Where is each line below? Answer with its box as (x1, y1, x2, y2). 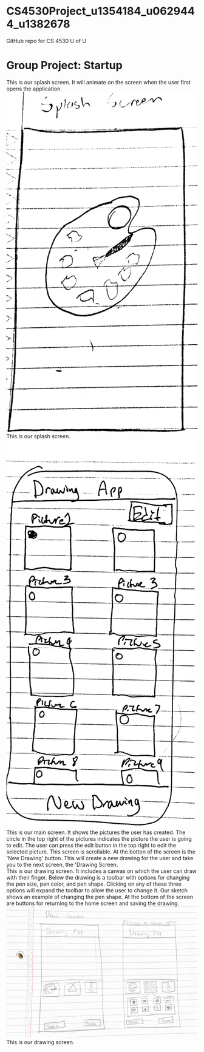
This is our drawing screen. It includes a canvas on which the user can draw (6, 867, 197, 875)
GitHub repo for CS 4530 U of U (6, 37, 87, 44)
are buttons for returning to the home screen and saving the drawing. (6, 900, 180, 907)
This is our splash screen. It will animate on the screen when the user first (6, 78, 191, 86)
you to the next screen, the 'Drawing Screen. (6, 861, 118, 868)
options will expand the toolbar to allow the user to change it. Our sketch (6, 886, 188, 894)
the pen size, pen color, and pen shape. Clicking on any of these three (6, 880, 182, 887)
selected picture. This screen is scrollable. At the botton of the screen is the (6, 848, 196, 855)
